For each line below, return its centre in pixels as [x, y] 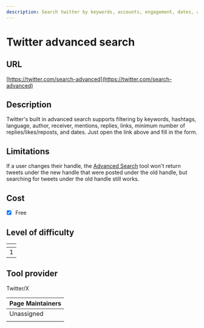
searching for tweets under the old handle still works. [73, 179]
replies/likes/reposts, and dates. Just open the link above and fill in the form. [102, 132]
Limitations [28, 151]
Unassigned [26, 313]
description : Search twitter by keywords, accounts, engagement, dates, [100, 12]
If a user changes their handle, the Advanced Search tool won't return [93, 166]
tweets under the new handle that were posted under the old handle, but [97, 173]
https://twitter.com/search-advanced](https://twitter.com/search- [90, 79]
